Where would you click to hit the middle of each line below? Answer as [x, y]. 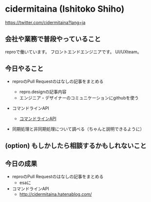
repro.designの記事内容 [43, 92]
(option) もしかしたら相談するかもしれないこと [76, 146]
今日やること [24, 69]
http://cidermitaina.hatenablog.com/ [56, 194]
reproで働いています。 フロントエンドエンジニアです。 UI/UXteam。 [73, 52]
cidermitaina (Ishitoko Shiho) [65, 9]
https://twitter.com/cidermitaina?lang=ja [45, 22]
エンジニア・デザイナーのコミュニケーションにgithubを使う [79, 98]
